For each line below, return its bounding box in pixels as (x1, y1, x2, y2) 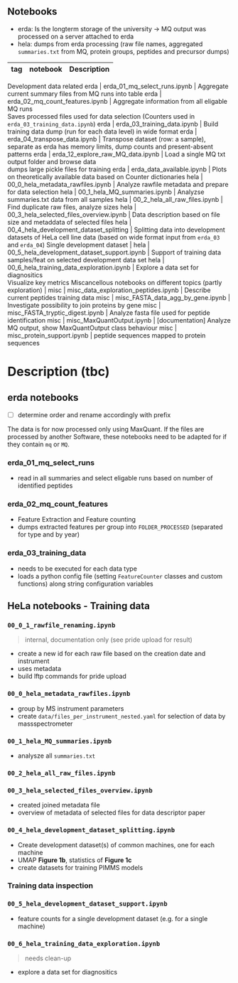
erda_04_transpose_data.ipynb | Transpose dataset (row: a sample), (7, 134, 206, 143)
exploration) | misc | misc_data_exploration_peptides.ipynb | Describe (7, 286, 211, 294)
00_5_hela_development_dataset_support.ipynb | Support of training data (7, 248, 222, 257)
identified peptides (17, 481, 73, 490)
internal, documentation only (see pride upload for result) (24, 635, 193, 644)
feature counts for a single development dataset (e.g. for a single (17, 914, 208, 923)
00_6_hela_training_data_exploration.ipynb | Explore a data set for (7, 263, 199, 272)
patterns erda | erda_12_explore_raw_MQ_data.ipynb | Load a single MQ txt (7, 149, 226, 159)
